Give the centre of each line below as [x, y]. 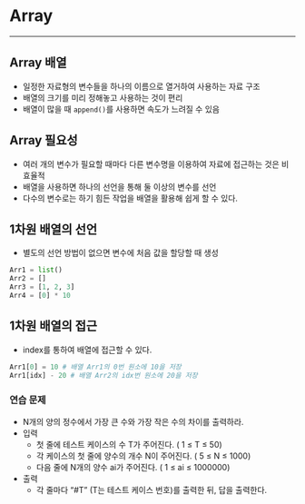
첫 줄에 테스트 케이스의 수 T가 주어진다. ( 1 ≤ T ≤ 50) [129, 444]
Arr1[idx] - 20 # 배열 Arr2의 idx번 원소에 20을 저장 [103, 375]
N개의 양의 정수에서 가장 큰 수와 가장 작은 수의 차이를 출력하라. [133, 421]
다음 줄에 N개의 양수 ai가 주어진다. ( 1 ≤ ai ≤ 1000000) [133, 467]
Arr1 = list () [36, 270]
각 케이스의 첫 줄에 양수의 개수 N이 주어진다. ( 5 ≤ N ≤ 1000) [143, 456]
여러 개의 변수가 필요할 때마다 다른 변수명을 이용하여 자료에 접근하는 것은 [151, 163]
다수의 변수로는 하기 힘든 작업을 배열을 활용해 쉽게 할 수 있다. [130, 198]
